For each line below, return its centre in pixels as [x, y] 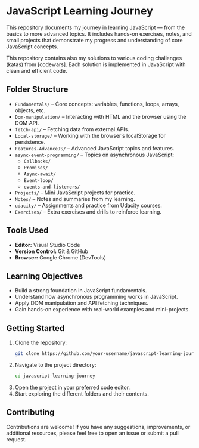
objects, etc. [30, 110]
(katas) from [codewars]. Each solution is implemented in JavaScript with [96, 64]
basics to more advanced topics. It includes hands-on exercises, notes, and [99, 33]
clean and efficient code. [37, 70]
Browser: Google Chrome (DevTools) [60, 257]
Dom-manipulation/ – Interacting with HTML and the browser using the [100, 116]
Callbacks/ [37, 161]
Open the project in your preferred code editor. [72, 387]
